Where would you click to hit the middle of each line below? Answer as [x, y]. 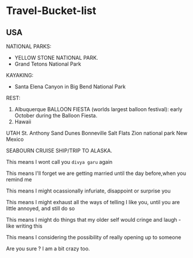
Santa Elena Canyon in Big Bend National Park [70, 87]
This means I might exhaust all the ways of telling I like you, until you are [93, 202]
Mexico [15, 139]
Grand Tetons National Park [48, 64]
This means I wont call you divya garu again [59, 162]
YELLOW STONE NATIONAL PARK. [56, 58]
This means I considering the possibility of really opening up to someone [94, 237]
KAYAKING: [20, 75]
